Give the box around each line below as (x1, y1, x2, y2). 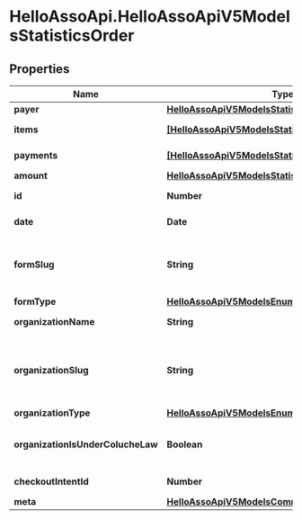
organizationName (13, 316, 95, 327)
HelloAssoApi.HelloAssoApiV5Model (9, 6, 290, 27)
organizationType (13, 407, 91, 419)
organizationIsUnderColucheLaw (13, 438, 159, 451)
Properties (9, 61, 70, 76)
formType (13, 295, 57, 308)
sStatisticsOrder (9, 25, 135, 46)
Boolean (166, 438, 203, 451)
